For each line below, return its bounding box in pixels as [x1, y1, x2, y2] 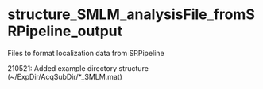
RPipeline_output [7, 22, 123, 40]
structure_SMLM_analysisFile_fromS [7, 6, 255, 24]
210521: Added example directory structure [7, 63, 149, 72]
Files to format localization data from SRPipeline [7, 48, 164, 57]
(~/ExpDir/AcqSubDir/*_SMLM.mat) [7, 72, 122, 81]
